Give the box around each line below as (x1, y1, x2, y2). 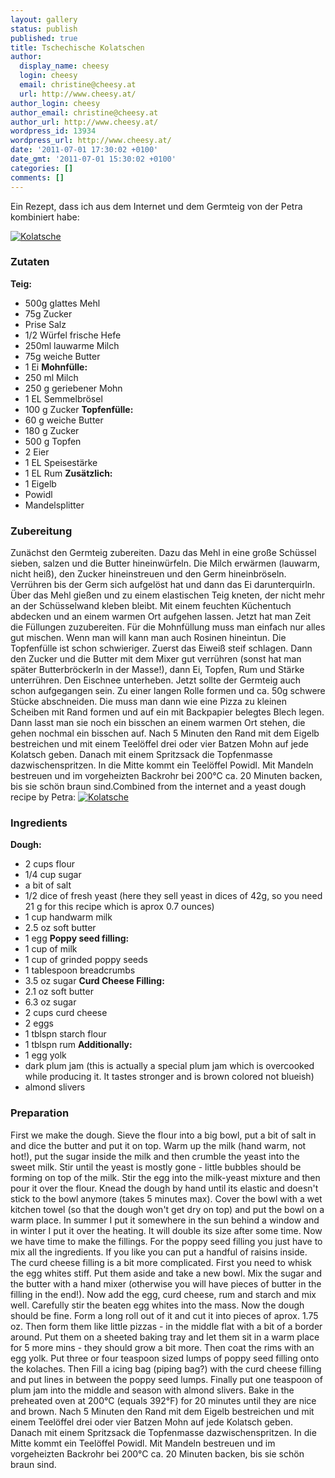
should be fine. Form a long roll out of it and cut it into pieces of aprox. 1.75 (10, 1309, 319, 1321)
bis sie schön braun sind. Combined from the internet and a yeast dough (10, 781, 307, 793)
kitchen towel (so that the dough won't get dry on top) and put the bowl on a (10, 1203, 325, 1215)
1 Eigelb (24, 477, 57, 490)
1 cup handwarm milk (24, 911, 113, 923)
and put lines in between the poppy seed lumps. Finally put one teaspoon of (10, 1373, 323, 1385)
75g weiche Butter (24, 350, 101, 362)
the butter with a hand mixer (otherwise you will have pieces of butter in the (10, 1277, 322, 1290)
